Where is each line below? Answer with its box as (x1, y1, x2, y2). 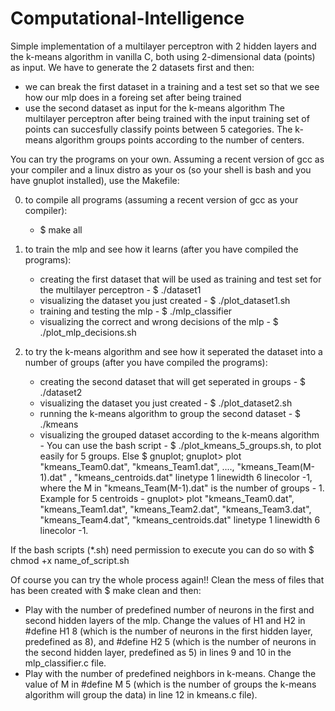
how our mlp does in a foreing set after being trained (24, 91, 242, 103)
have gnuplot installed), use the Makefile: (10, 174, 180, 186)
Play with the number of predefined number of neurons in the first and (24, 603, 315, 616)
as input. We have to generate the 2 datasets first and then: (10, 61, 255, 73)
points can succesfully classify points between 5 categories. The (24, 123, 293, 135)
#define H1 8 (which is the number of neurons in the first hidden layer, (24, 625, 313, 637)
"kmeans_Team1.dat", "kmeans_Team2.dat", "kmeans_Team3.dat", (39, 503, 312, 515)
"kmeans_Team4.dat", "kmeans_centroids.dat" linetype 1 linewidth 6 (39, 513, 321, 526)
